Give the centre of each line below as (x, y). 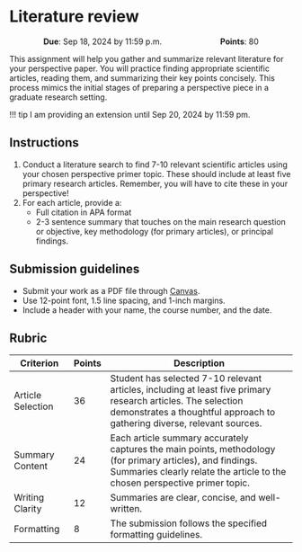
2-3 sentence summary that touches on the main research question (160, 221)
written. (126, 509)
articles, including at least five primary (191, 390)
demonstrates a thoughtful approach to (193, 413)
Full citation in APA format (84, 212)
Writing (29, 498)
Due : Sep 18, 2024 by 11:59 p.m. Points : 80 (151, 41)
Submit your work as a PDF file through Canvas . (111, 290)
